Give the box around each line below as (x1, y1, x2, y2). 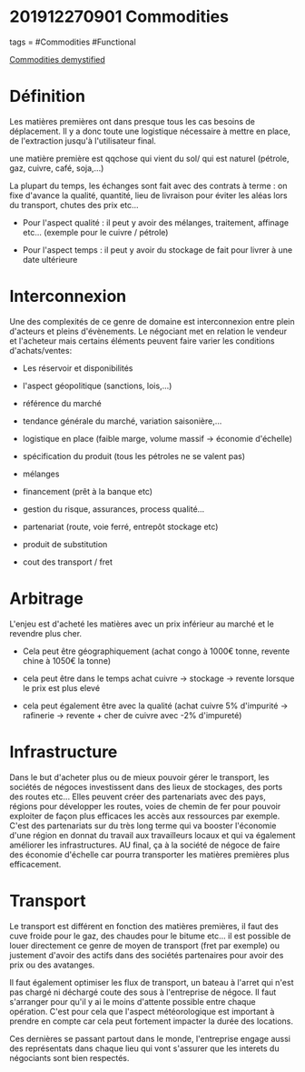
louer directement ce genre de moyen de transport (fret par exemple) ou (9, 939, 280, 951)
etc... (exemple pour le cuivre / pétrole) (22, 226, 169, 237)
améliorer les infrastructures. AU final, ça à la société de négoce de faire (9, 839, 280, 850)
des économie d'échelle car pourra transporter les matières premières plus (9, 848, 290, 860)
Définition (9, 86, 86, 106)
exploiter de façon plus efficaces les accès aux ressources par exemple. (9, 810, 280, 821)
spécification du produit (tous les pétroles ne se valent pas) (22, 450, 245, 461)
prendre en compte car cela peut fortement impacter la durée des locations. (9, 1016, 293, 1027)
